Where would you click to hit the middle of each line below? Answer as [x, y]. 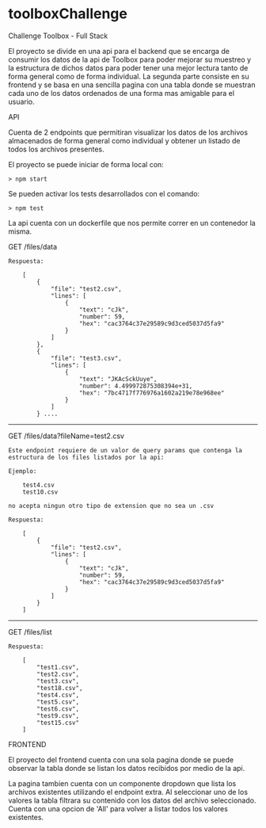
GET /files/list [30, 631]
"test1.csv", [58, 667]
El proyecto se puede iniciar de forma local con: [86, 164]
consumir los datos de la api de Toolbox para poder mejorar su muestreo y [130, 59]
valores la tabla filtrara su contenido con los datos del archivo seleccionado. [132, 800]
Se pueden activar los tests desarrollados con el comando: [104, 193]
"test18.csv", [60, 688]
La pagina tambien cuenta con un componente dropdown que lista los [122, 783]
